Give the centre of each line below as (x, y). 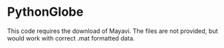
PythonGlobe (45, 12)
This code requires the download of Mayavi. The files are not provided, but (113, 31)
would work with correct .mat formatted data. (71, 38)
